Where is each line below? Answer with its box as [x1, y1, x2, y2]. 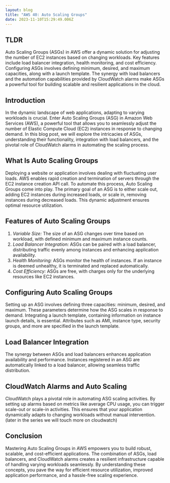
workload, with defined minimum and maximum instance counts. [12, 236, 148, 242]
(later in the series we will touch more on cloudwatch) [5, 417, 118, 423]
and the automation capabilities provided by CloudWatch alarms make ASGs [5, 76, 165, 82]
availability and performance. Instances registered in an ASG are [5, 357, 140, 363]
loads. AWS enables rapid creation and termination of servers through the [5, 175, 159, 181]
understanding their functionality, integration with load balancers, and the [5, 136, 159, 142]
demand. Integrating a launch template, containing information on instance [5, 312, 161, 318]
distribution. [5, 367, 30, 374]
